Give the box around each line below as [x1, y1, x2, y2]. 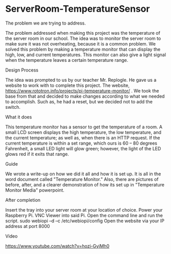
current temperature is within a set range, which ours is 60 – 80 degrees [5, 140, 157, 146]
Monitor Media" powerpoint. [5, 187, 65, 193]
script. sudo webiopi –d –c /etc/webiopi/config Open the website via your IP [5, 218, 165, 224]
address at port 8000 [5, 223, 50, 229]
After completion [5, 197, 41, 203]
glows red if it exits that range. [5, 151, 69, 157]
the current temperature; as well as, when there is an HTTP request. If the [5, 134, 160, 141]
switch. [5, 104, 20, 110]
